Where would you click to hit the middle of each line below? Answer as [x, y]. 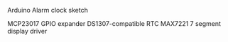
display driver [27, 31]
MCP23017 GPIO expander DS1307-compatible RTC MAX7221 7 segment [114, 23]
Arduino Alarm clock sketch [48, 10]
